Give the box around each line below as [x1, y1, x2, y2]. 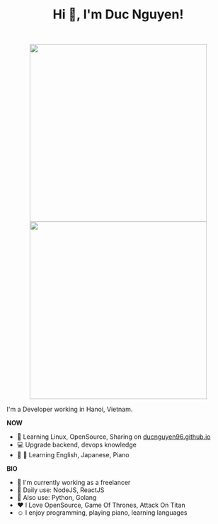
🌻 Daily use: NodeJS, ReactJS [16, 486, 105, 494]
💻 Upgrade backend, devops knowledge [16, 440, 137, 449]
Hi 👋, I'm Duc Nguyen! [52, 6, 184, 23]
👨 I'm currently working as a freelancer [16, 478, 131, 486]
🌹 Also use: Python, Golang [16, 493, 97, 501]
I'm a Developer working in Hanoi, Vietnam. [6, 405, 133, 413]
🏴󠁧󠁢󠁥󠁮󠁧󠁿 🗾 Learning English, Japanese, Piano [16, 450, 130, 459]
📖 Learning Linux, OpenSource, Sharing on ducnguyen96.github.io [16, 432, 211, 441]
